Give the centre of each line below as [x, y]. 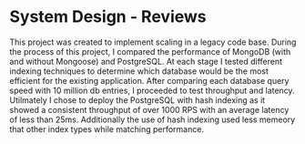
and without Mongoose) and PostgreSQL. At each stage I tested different [146, 61]
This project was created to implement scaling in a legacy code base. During [153, 42]
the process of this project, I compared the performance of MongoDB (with [150, 51]
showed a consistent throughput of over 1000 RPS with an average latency [149, 109]
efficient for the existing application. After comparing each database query [149, 80]
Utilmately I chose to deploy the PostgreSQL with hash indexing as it [137, 100]
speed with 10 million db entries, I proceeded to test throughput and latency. [152, 90]
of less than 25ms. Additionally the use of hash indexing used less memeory [152, 119]
